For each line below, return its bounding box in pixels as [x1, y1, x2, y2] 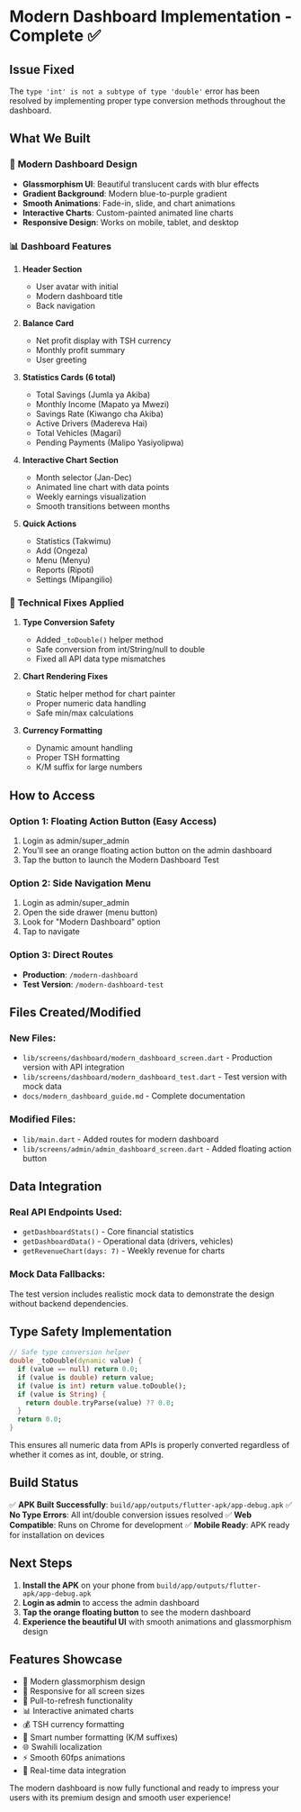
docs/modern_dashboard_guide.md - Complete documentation [22, 1090, 245, 1101]
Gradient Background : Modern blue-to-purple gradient [22, 187, 227, 199]
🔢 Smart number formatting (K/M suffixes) [22, 1732, 178, 1743]
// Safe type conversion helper [9, 1348, 130, 1357]
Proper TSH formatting [35, 752, 120, 763]
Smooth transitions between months [35, 500, 171, 511]
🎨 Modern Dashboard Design [9, 158, 137, 170]
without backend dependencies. [9, 1298, 128, 1308]
